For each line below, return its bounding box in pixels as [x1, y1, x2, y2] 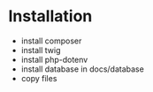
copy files [20, 73, 57, 83]
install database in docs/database [20, 64, 145, 74]
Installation [8, 6, 93, 27]
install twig [20, 44, 61, 55]
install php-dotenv [20, 54, 88, 65]
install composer [20, 35, 82, 46]
